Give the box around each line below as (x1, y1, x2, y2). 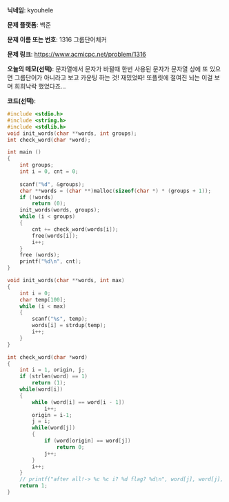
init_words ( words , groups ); (19, 207, 100, 214)
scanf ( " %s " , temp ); (32, 315, 88, 323)
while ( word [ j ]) (32, 425, 76, 431)
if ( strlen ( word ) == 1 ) (19, 373, 88, 380)
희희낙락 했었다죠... (14, 82, 66, 90)
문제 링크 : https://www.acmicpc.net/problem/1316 (7, 50, 147, 58)
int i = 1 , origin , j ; (19, 366, 85, 373)
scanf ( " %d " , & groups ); (19, 180, 85, 188)
